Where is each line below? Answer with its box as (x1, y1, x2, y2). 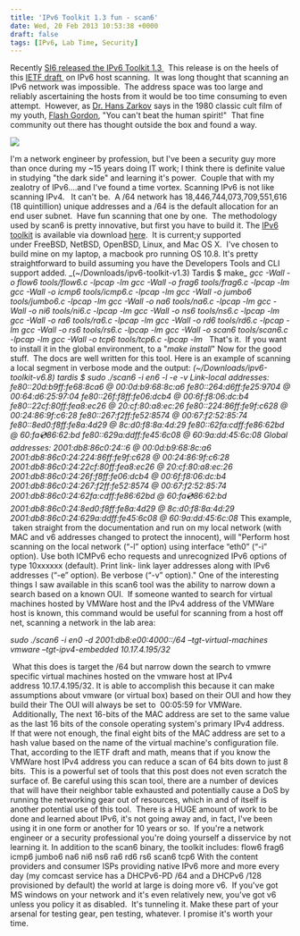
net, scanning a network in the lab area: (10, 618, 156, 628)
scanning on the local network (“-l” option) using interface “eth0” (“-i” (10, 542, 267, 552)
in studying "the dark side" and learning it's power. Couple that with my (10, 173, 275, 183)
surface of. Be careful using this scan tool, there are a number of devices (10, 775, 279, 787)
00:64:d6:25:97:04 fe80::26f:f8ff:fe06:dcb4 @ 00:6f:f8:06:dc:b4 (10, 391, 249, 402)
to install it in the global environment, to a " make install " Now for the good (10, 343, 282, 354)
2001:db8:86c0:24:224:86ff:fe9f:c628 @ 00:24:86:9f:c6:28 (10, 452, 230, 463)
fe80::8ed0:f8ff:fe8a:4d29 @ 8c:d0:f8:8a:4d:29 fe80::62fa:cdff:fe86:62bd (10, 419, 285, 430)
